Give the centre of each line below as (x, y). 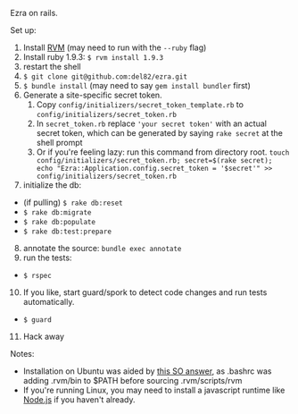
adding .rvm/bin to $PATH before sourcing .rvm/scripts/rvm (132, 380)
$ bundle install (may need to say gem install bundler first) (137, 85)
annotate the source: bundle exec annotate (102, 248)
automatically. (49, 302)
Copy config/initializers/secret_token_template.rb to (140, 105)
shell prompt (59, 143)
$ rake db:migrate (57, 213)
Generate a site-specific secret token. (93, 95)
